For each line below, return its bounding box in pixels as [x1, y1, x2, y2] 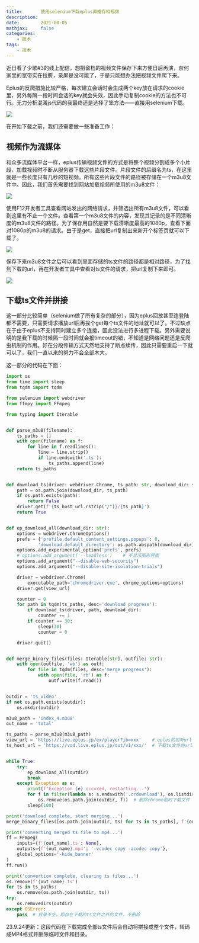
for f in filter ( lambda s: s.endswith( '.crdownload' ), [27, 791, 166, 797]
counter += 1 [37, 612, 70, 619]
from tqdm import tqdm [6, 384, 62, 391]
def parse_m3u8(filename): [6, 427, 73, 433]
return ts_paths [17, 466, 57, 471]
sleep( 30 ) [37, 623, 62, 630]
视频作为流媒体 [6, 142, 61, 152]
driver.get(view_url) [17, 585, 70, 591]
